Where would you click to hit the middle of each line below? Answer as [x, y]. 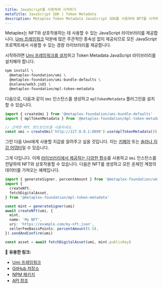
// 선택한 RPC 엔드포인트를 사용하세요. [39, 127]
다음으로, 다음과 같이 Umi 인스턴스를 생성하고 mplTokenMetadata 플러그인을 [75, 99]
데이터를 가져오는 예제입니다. [32, 170]
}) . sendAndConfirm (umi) [29, 233]
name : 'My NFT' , [26, 220]
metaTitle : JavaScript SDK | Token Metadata [51, 14]
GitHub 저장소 [26, 268]
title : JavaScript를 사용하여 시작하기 [41, 9]
